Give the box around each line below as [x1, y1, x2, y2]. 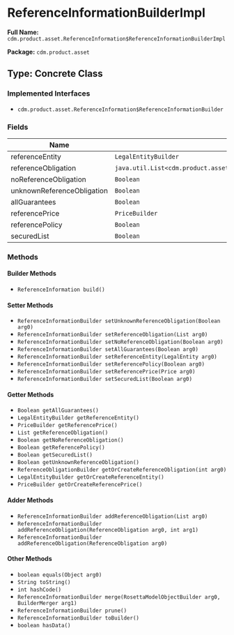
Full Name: [7, 28, 39, 36]
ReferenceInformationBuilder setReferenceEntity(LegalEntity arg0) [17, 354, 217, 361]
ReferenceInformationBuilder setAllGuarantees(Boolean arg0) [17, 346, 199, 353]
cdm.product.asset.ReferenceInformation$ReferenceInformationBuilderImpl [7, 35, 226, 43]
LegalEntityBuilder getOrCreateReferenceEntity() [17, 474, 165, 481]
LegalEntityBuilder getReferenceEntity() [17, 414, 139, 421]
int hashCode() [17, 586, 62, 593]
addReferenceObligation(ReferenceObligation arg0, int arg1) [17, 526, 199, 533]
